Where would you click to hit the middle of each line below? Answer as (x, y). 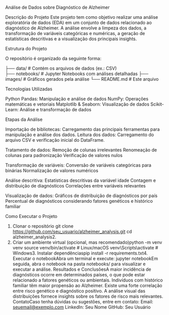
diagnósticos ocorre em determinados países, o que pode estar (79, 275)
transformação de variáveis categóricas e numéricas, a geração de (75, 33)
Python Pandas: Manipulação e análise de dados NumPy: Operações (77, 99)
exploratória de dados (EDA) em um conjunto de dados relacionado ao (78, 23)
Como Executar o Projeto (31, 216)
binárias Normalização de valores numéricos (52, 170)
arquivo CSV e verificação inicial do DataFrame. (55, 140)
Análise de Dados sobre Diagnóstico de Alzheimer (57, 7)
